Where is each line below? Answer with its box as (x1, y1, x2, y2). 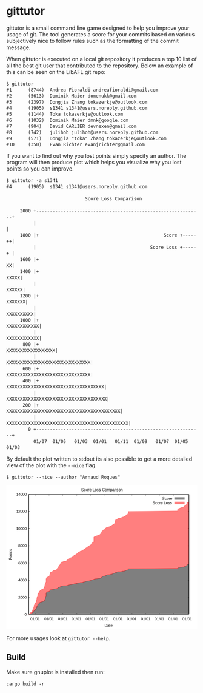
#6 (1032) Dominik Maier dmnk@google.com (6, 117, 129, 123)
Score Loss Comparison (84, 195, 142, 201)
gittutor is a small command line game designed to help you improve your (6, 24, 190, 32)
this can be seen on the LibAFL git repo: (6, 68, 106, 75)
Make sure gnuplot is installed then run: (6, 668, 105, 675)
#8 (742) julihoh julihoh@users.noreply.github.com (6, 129, 159, 135)
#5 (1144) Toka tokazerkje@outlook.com (6, 111, 123, 117)
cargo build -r (6, 681, 45, 687)
